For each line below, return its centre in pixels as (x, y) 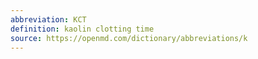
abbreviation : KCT (48, 19)
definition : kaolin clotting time (82, 29)
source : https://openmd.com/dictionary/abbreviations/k (129, 38)
